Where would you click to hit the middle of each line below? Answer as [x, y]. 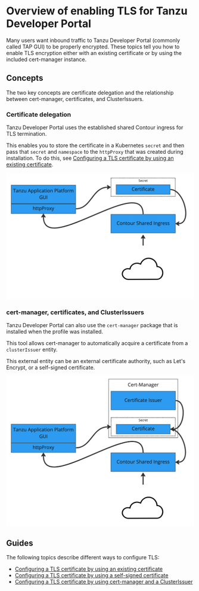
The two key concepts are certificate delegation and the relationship [90, 92]
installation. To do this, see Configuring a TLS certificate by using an [90, 158]
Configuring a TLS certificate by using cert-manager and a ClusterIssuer [104, 581]
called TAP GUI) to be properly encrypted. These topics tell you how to [93, 47]
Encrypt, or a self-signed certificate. [51, 367]
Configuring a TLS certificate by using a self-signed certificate [91, 575]
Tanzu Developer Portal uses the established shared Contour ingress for [95, 127]
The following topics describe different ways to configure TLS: [83, 557]
